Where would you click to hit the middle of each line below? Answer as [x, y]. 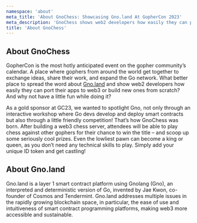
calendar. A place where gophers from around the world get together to [92, 72]
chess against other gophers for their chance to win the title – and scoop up [98, 133]
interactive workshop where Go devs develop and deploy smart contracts [95, 114]
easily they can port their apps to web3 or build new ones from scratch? [93, 90]
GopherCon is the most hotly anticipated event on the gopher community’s [96, 65]
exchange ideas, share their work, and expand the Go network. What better [97, 78]
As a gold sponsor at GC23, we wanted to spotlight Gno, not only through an [98, 108]
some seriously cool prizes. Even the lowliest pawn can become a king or [95, 139]
